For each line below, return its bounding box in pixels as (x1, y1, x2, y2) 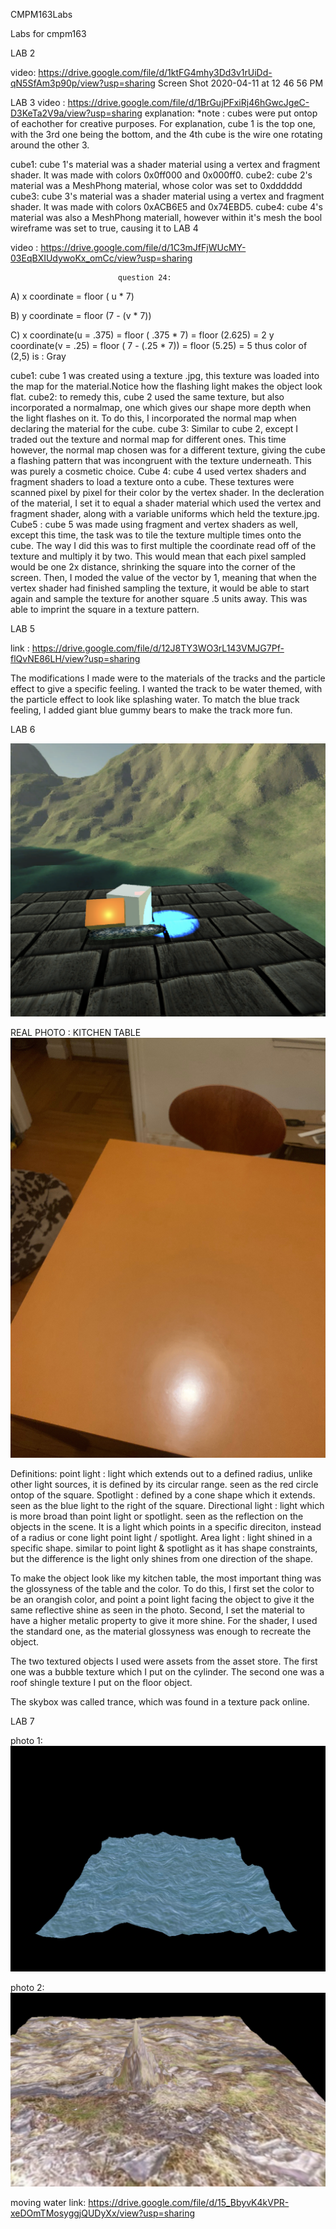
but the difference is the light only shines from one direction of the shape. (10, 1553, 314, 1565)
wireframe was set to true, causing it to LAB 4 (10, 222, 199, 234)
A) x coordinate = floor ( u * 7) (10, 290, 135, 302)
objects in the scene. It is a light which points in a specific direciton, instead (10, 1521, 322, 1533)
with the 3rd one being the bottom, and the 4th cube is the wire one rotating (10, 129, 323, 140)
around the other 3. (10, 139, 90, 151)
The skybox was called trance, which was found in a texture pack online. (10, 1696, 310, 1708)
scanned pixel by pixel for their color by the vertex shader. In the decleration (10, 487, 325, 498)
